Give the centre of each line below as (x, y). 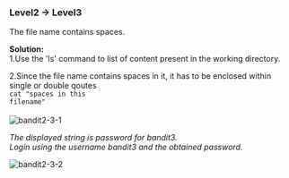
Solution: (27, 49)
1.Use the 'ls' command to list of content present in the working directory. (145, 59)
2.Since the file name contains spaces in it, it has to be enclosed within (140, 76)
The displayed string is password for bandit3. (93, 138)
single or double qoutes (53, 86)
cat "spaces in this (48, 94)
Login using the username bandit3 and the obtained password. (126, 147)
